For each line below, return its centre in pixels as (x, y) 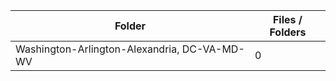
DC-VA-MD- (213, 49)
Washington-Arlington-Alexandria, (97, 49)
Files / (287, 19)
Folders (288, 32)
